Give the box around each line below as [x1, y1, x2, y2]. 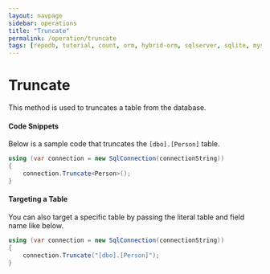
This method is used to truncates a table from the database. [8, 103, 207, 112]
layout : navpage [8, 11, 63, 20]
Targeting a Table [8, 194, 68, 204]
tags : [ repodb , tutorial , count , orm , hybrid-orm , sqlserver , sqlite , [8, 42, 250, 50]
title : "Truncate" [8, 27, 70, 35]
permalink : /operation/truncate [8, 34, 117, 43]
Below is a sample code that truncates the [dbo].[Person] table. [8, 139, 220, 149]
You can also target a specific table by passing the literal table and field [8, 212, 245, 222]
